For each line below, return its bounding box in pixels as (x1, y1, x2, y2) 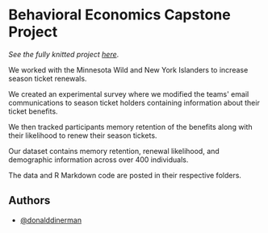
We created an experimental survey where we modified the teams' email (8, 89, 249, 98)
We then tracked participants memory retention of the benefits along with (8, 122, 253, 131)
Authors (8, 193, 51, 207)
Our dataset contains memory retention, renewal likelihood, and (8, 146, 220, 156)
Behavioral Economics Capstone (8, 6, 232, 24)
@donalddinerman (19, 215, 82, 225)
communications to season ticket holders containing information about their (8, 98, 260, 107)
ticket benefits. (8, 106, 58, 116)
